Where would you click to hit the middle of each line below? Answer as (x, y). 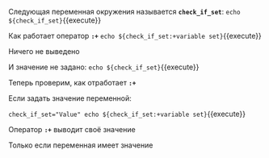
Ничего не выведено (44, 51)
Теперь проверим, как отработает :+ (72, 83)
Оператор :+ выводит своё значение (72, 129)
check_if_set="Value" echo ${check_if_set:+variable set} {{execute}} (127, 114)
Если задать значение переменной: (70, 98)
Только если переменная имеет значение (81, 145)
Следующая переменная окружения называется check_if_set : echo (124, 12)
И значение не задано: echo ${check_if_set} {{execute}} (104, 67)
